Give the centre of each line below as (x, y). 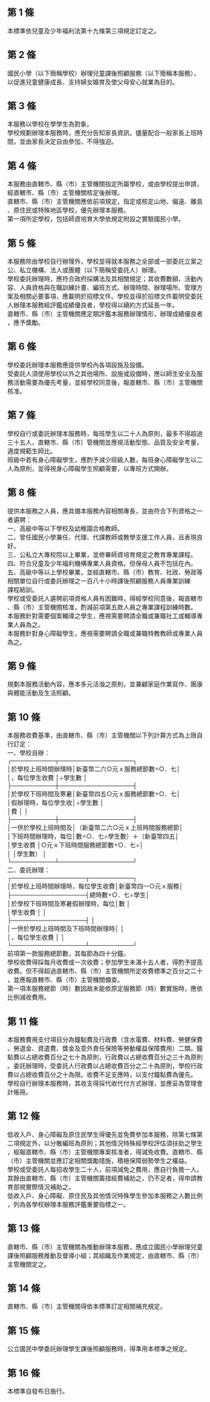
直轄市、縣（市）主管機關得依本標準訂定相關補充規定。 (87, 1306)
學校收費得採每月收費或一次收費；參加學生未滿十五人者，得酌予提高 (105, 962)
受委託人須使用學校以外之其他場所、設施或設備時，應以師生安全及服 (105, 374)
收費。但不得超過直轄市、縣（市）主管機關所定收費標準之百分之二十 (105, 971)
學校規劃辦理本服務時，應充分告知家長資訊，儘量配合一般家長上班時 (105, 133)
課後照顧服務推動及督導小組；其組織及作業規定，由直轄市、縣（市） (105, 1255)
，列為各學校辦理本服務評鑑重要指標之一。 (68, 1204)
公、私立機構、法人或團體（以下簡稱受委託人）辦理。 (84, 270)
